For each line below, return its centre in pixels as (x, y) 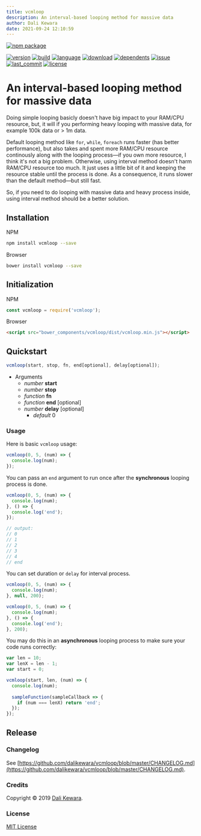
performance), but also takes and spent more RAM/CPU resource (87, 149)
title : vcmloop (25, 12)
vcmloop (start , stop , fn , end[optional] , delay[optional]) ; (83, 365)
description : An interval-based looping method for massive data (90, 17)
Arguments (29, 377)
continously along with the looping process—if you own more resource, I (96, 155)
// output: (20, 529)
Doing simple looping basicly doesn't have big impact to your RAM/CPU (95, 118)
